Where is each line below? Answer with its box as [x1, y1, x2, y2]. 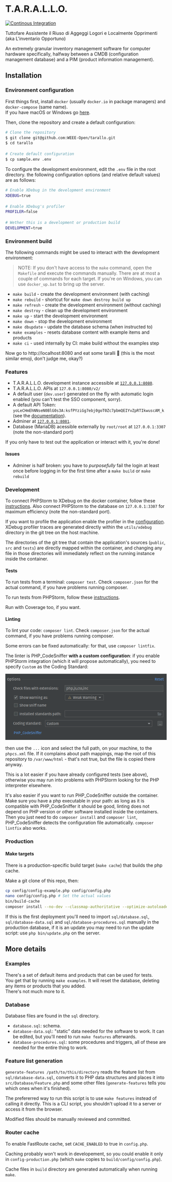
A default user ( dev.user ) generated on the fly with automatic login [12, 391, 154, 397]
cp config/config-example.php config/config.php [5, 888, 111, 893]
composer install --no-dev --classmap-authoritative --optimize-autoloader [5, 904, 170, 909]
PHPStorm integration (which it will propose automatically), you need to [5, 658, 156, 664]
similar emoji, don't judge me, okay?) [5, 355, 83, 362]
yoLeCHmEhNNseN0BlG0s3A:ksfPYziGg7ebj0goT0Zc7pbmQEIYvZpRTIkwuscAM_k [12, 408, 165, 413]
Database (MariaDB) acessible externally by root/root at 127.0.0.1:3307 [12, 424, 166, 430]
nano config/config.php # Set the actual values [5, 893, 111, 899]
